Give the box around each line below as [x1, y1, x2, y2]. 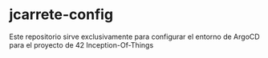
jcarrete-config [9, 6, 114, 24]
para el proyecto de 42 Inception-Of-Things [9, 40, 154, 49]
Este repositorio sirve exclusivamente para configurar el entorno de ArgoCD [9, 32, 260, 41]
